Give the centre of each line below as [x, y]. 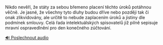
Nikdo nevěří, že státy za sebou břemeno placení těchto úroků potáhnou [78, 7]
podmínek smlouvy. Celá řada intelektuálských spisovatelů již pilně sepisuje [81, 22]
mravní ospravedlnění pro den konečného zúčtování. [58, 28]
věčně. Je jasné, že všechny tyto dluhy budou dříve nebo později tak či [77, 12]
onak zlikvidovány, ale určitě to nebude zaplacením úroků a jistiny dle [75, 17]
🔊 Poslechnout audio [27, 38]
